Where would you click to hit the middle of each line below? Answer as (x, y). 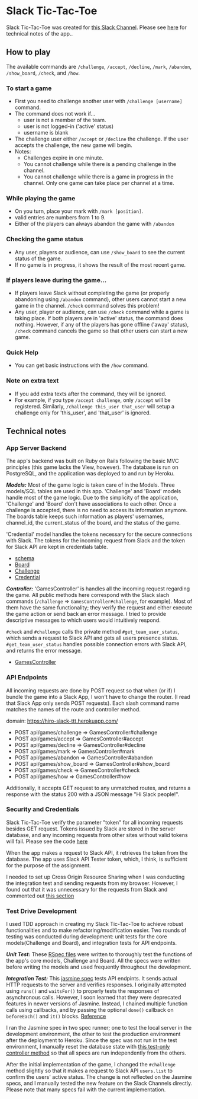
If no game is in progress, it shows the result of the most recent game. (100, 264)
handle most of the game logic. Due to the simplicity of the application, (92, 498)
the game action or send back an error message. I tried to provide (86, 614)
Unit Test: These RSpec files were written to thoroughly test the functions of (99, 954)
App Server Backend (36, 448)
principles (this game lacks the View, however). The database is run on (92, 467)
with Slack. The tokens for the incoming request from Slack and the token (95, 541)
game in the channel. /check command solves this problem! (87, 305)
